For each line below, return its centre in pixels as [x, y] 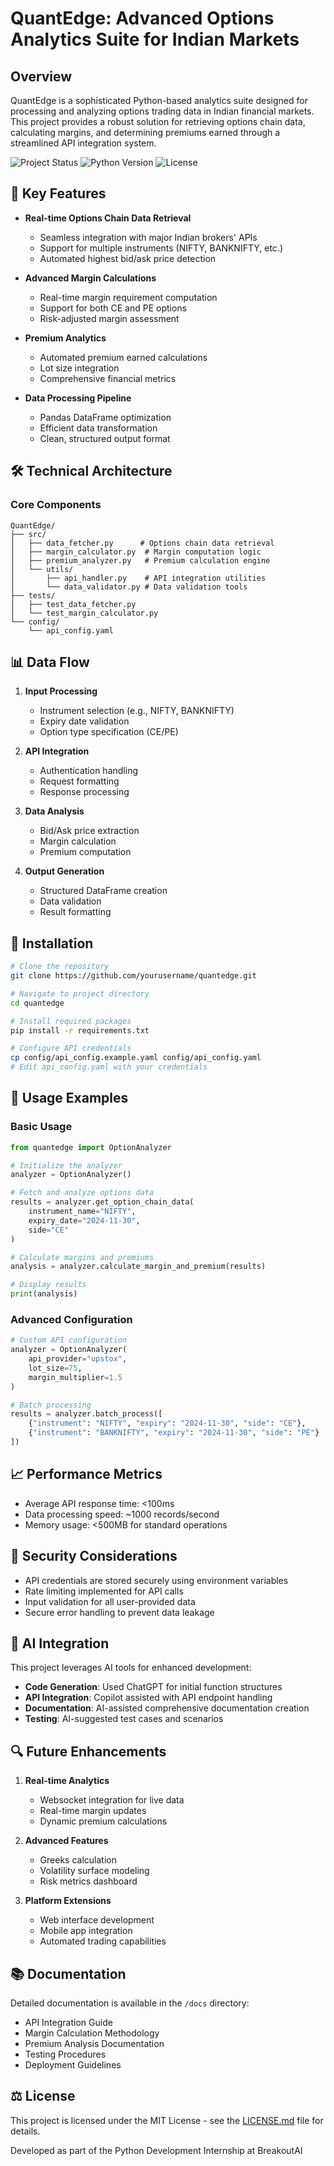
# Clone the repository [60, 967]
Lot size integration [79, 368]
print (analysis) [44, 1294]
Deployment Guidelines [73, 2065]
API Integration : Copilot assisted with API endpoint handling [148, 1698]
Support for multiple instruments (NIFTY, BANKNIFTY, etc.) [161, 248]
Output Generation [64, 871]
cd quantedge [37, 1003]
